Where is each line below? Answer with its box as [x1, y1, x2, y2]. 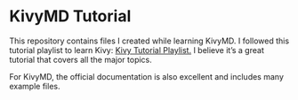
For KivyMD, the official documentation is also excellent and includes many [9, 71, 285, 81]
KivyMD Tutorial [9, 6, 132, 27]
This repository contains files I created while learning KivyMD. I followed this [9, 35, 290, 46]
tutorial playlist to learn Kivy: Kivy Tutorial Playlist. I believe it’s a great [9, 44, 264, 55]
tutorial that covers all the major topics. [9, 54, 153, 65]
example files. [9, 81, 60, 91]
